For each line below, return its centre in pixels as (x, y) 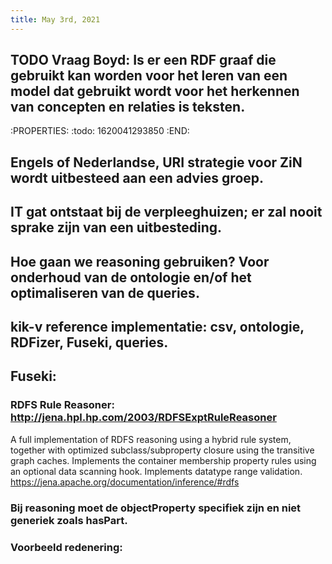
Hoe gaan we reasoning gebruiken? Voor (140, 261)
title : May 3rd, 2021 (55, 19)
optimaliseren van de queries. (105, 292)
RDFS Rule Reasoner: (62, 405)
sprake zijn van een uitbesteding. (116, 227)
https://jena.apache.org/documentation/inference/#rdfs (125, 482)
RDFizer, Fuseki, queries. (89, 342)
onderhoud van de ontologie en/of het (131, 277)
